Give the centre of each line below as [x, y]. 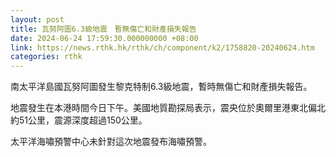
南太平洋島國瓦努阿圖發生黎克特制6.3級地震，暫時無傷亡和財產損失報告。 [161, 87]
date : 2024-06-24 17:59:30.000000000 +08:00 [104, 38]
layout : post [37, 19]
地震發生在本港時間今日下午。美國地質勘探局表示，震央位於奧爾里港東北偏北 [168, 108]
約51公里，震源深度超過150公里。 [79, 120]
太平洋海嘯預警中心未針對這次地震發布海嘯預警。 [111, 142]
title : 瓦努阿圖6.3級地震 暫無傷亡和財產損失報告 [103, 29]
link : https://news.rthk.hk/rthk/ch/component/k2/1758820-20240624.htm [162, 47]
